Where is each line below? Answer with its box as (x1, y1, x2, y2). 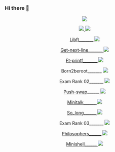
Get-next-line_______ (60, 47, 103, 53)
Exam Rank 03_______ (59, 120, 104, 126)
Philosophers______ (61, 131, 102, 137)
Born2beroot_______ (61, 68, 102, 74)
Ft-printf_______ (65, 58, 97, 64)
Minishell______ (66, 141, 97, 147)
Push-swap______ (63, 89, 100, 95)
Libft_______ (69, 36, 93, 43)
